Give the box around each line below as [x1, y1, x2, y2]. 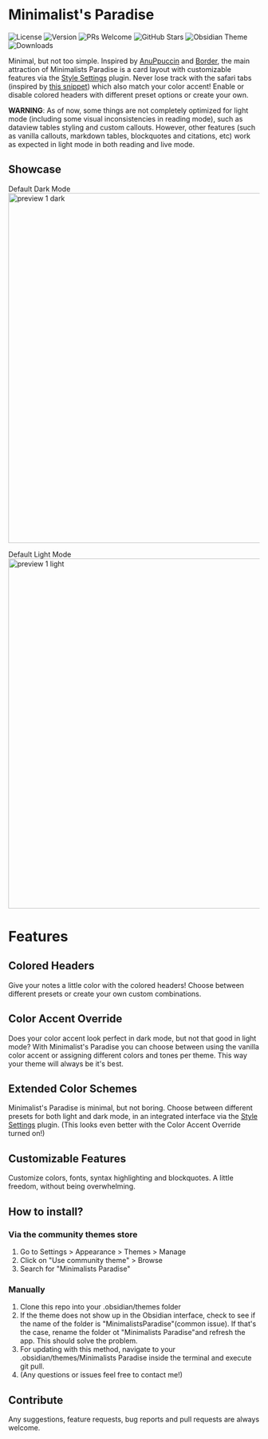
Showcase [8, 162, 62, 177]
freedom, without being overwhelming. [8, 1181, 136, 1191]
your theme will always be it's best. [8, 1058, 124, 1069]
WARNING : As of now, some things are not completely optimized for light [8, 106, 249, 115]
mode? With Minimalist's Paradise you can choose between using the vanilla [8, 1041, 259, 1051]
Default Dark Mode [8, 184, 71, 194]
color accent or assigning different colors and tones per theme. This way [8, 1050, 247, 1060]
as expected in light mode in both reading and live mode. [8, 139, 195, 149]
